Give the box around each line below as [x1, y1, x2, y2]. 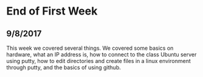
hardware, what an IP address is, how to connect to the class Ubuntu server [6, 51, 197, 58]
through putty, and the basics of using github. [6, 64, 121, 71]
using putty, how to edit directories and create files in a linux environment [6, 58, 191, 64]
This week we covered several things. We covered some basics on [6, 44, 174, 52]
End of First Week [6, 4, 98, 18]
